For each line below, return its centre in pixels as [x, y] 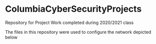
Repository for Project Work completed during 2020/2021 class [69, 22]
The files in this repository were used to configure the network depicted [78, 32]
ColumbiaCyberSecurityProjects [73, 9]
